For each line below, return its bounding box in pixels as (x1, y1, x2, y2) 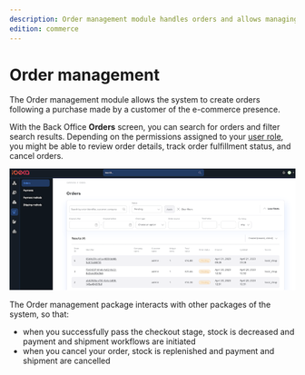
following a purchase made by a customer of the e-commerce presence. (9, 104, 280, 115)
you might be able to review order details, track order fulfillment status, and (9, 141, 291, 152)
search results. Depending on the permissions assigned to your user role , (9, 132, 284, 143)
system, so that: (9, 309, 70, 320)
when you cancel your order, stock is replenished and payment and (22, 345, 275, 356)
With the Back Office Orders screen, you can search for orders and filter (9, 122, 280, 133)
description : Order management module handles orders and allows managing (9, 15, 299, 24)
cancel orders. (9, 151, 64, 162)
